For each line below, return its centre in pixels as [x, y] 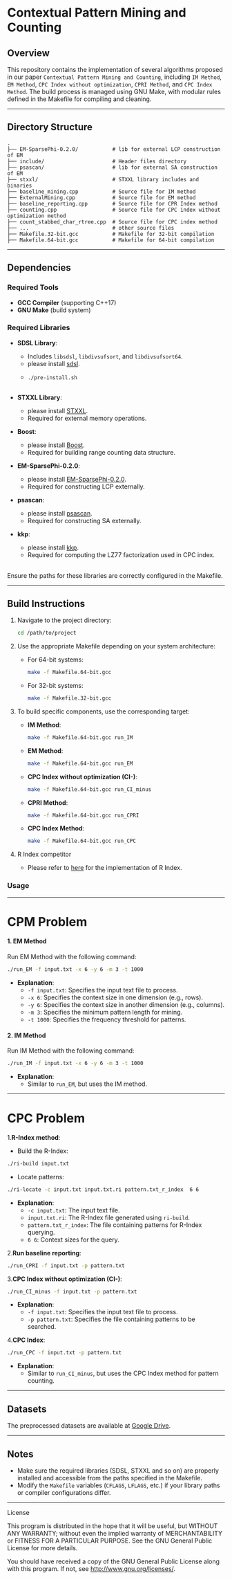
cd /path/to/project [47, 633]
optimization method [37, 216]
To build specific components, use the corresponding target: [103, 711]
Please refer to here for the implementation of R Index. [105, 868]
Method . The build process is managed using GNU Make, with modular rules [114, 92]
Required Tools [33, 287]
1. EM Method [27, 941]
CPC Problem [46, 1118]
